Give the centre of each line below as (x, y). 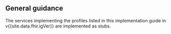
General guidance (34, 8)
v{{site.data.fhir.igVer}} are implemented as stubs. (58, 26)
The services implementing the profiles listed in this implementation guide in (86, 20)
